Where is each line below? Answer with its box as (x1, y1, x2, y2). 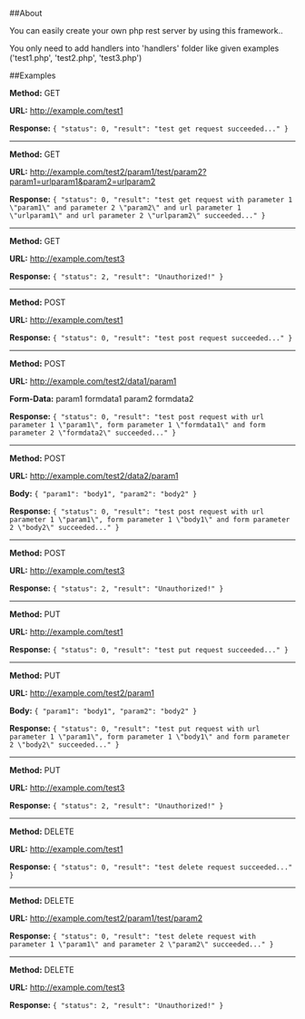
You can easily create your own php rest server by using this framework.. (9, 25, 283, 35)
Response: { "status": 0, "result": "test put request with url (9, 723, 261, 733)
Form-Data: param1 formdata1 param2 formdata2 (9, 394, 194, 404)
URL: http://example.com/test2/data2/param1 (9, 471, 179, 481)
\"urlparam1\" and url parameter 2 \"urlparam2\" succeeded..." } (9, 211, 266, 220)
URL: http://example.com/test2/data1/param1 (9, 376, 177, 387)
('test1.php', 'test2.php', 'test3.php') (9, 53, 143, 63)
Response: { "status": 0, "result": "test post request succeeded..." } (9, 332, 293, 343)
